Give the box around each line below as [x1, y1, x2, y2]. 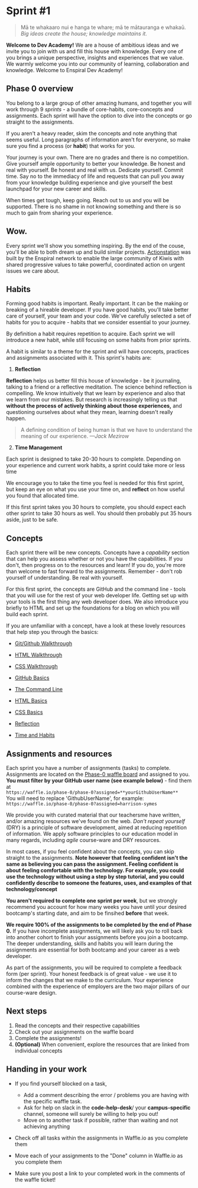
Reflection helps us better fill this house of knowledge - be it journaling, [6, 377, 181, 384]
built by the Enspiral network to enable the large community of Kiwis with [6, 254, 184, 261]
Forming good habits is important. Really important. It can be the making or [6, 300, 189, 307]
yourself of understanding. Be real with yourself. [6, 574, 124, 581]
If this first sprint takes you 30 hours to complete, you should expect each [6, 504, 186, 511]
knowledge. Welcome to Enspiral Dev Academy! [6, 66, 123, 73]
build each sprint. [6, 611, 49, 618]
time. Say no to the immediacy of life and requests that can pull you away [6, 173, 184, 180]
